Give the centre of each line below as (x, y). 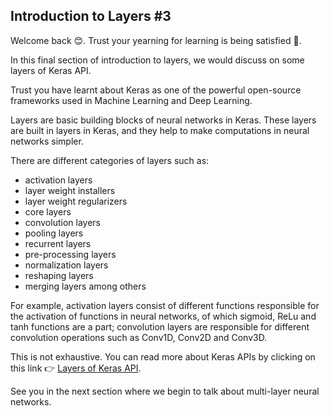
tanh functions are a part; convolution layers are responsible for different (160, 326)
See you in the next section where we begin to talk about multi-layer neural (165, 391)
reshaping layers (59, 275)
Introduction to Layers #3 (91, 16)
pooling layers (54, 233)
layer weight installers (70, 190)
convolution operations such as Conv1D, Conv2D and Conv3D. (139, 337)
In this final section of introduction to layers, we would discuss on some (157, 60)
